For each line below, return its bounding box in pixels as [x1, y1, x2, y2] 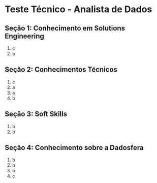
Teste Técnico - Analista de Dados [5, 4, 152, 15]
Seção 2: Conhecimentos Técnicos [5, 65, 118, 74]
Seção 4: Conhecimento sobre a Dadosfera [5, 143, 144, 152]
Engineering [5, 32, 44, 40]
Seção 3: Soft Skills [5, 110, 67, 118]
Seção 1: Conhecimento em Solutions [5, 24, 125, 33]
